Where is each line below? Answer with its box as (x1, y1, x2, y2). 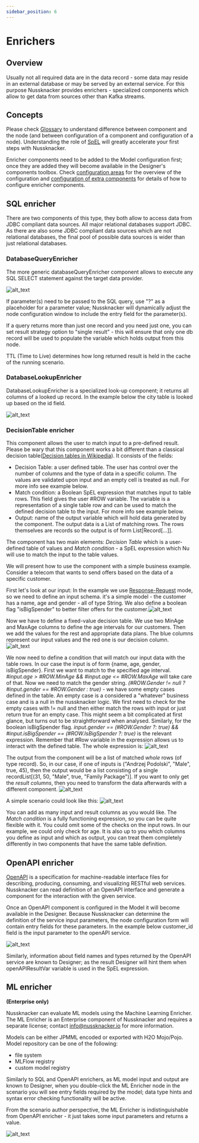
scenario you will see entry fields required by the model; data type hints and (6, 1088, 192, 1095)
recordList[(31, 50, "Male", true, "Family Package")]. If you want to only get (6, 773, 189, 780)
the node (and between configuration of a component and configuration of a (6, 132, 194, 139)
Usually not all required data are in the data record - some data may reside (6, 74, 188, 81)
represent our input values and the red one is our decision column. (6, 636, 169, 643)
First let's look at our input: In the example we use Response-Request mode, (6, 587, 193, 594)
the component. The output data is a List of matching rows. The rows (14, 521, 184, 528)
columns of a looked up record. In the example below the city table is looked (6, 393, 193, 400)
